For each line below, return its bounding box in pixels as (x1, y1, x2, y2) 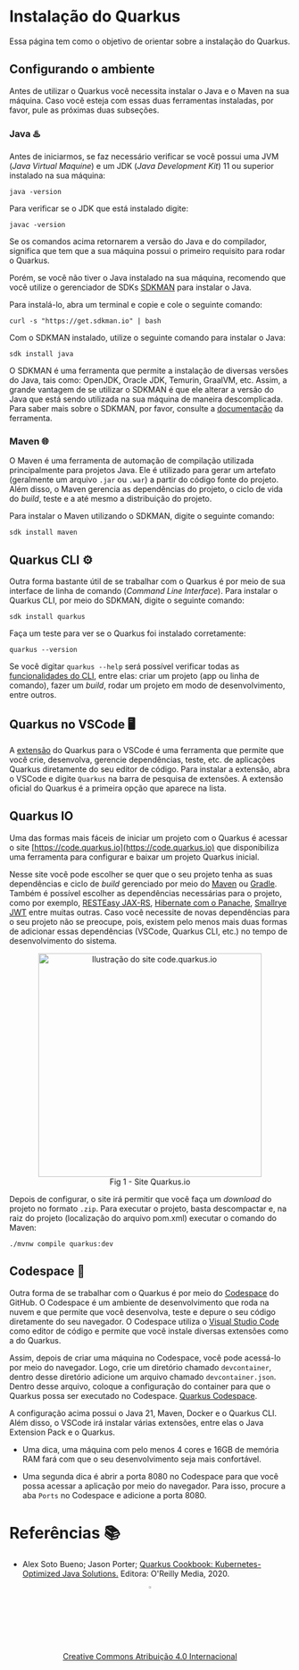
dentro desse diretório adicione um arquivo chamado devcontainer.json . (9, 1371, 277, 1382)
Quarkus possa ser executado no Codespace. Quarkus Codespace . (9, 1390, 258, 1401)
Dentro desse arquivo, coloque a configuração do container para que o (9, 1380, 270, 1392)
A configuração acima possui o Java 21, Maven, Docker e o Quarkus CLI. (9, 1407, 278, 1419)
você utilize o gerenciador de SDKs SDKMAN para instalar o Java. (9, 282, 252, 292)
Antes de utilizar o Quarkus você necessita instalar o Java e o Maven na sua (9, 85, 290, 96)
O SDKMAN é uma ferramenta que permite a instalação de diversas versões (9, 365, 288, 377)
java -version (9, 188, 62, 197)
